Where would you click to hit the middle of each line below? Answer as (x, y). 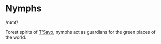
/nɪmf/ (12, 22)
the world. (16, 37)
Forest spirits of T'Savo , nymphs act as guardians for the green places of (81, 32)
